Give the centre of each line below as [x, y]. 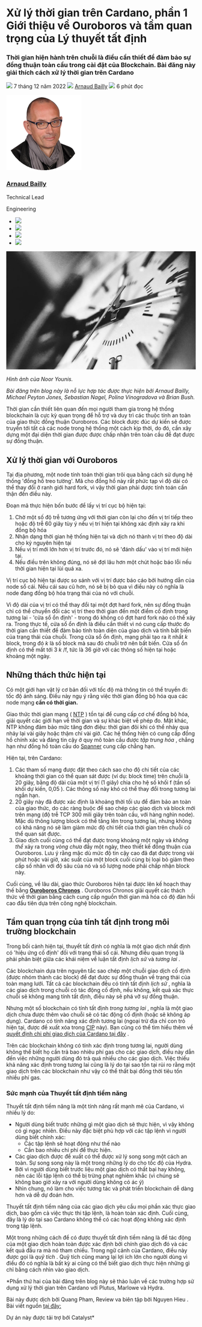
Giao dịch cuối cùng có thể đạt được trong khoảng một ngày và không [102, 840]
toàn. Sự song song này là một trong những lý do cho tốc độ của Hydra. [103, 1163]
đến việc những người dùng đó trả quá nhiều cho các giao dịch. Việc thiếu [98, 1058]
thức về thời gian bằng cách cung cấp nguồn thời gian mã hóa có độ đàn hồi [101, 897]
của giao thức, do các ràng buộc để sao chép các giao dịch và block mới [105, 808]
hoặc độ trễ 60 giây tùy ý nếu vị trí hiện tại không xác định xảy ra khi [100, 523]
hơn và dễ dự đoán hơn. [44, 1195]
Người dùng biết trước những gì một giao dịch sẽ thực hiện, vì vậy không [104, 1124]
